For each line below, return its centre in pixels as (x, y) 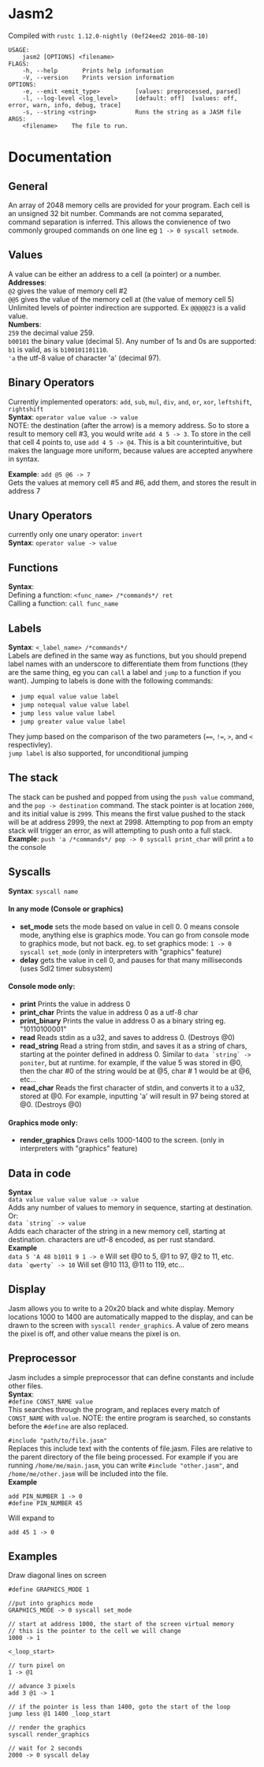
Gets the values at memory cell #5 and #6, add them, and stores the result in (132, 483)
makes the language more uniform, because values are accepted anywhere (131, 450)
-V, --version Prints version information (99, 77)
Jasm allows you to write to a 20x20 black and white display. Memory (121, 1308)
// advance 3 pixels (42, 1687)
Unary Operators (50, 515)
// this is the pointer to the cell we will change (95, 1631)
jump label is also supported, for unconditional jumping (99, 753)
